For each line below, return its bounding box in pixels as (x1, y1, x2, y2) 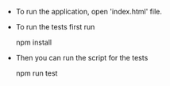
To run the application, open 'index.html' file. (15, 7, 163, 16)
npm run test (15, 68, 58, 78)
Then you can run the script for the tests (15, 53, 149, 62)
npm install (15, 37, 52, 47)
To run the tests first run (15, 22, 95, 31)
